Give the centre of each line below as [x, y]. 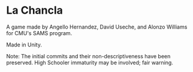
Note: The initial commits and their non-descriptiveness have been [88, 56]
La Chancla [34, 10]
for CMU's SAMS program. [39, 33]
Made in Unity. [24, 45]
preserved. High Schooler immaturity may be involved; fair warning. [90, 62]
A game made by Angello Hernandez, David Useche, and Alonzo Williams [97, 27]
